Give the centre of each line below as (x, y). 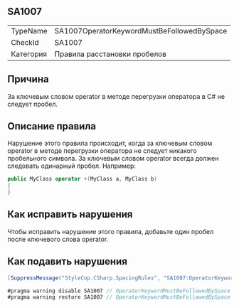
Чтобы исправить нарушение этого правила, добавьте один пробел (111, 231)
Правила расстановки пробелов (111, 54)
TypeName (29, 31)
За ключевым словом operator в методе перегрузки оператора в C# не (116, 96)
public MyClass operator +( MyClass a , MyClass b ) (83, 179)
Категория (29, 54)
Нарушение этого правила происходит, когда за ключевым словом (110, 143)
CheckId (25, 42)
